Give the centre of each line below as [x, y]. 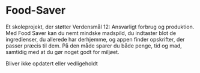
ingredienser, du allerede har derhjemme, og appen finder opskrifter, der [95, 39]
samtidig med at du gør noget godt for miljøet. [62, 52]
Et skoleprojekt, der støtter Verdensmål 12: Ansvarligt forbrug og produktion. [100, 27]
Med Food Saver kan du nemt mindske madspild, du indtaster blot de [91, 33]
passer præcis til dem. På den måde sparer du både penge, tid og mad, [94, 46]
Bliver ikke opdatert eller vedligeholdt [52, 64]
